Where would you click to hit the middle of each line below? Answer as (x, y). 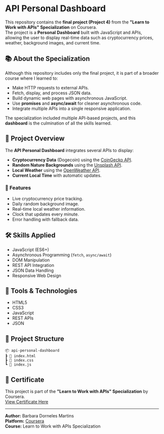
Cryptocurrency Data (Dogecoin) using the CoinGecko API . (72, 160)
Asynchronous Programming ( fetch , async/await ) (62, 255)
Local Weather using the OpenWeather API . (56, 170)
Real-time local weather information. (49, 209)
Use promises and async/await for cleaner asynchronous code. (77, 103)
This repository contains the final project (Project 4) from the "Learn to (77, 22)
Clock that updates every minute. (45, 214)
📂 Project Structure (35, 338)
